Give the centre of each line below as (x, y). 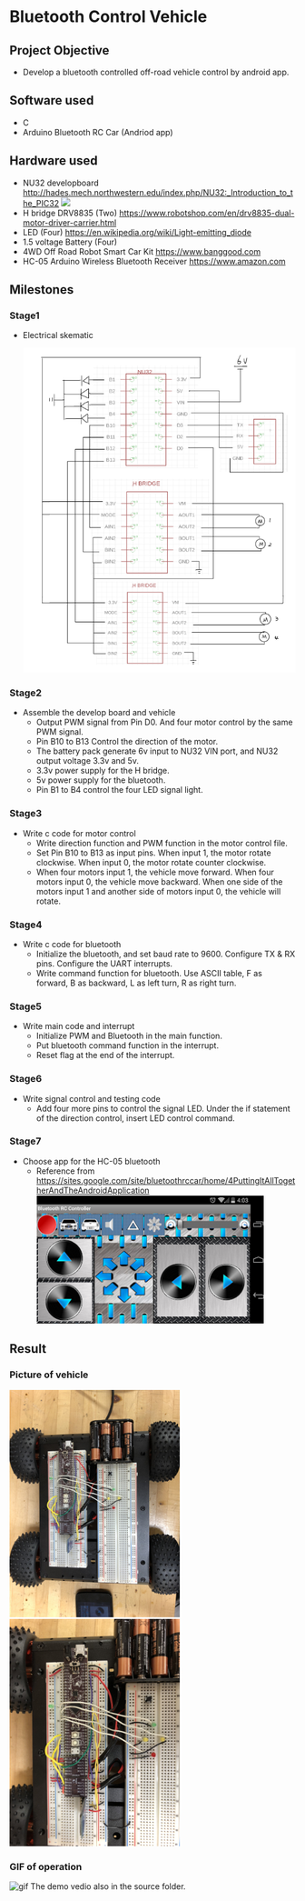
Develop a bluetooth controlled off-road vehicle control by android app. (156, 72)
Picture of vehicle (49, 1375)
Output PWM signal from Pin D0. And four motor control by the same (164, 722)
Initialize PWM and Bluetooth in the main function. (129, 1036)
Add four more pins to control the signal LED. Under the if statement (163, 1108)
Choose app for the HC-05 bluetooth (91, 1161)
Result (28, 1349)
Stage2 (26, 693)
